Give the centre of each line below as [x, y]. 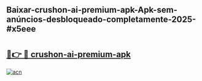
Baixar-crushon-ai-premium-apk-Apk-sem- [92, 10]
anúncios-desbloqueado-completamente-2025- [101, 20]
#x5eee [21, 29]
